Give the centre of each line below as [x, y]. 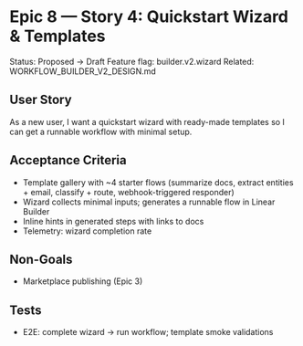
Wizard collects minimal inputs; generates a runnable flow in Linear [149, 202]
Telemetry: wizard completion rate [87, 231]
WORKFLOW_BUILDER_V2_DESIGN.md [83, 71]
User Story [41, 100]
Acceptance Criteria [68, 160]
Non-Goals [41, 259]
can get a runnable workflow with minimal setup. [101, 131]
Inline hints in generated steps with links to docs [113, 221]
